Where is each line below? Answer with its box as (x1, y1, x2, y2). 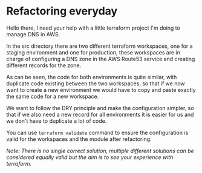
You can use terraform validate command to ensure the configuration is (6, 129, 189, 136)
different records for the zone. (6, 62, 82, 69)
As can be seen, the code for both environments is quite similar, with (6, 73, 177, 80)
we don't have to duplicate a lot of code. (6, 117, 107, 125)
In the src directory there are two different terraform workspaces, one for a (6, 42, 193, 50)
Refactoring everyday (6, 4, 118, 18)
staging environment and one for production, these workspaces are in (6, 48, 180, 56)
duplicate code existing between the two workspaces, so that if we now (6, 80, 186, 87)
